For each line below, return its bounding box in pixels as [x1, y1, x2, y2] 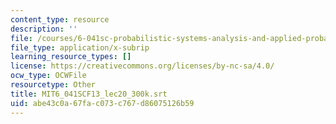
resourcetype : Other [10, 80, 97, 90]
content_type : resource [10, 14, 110, 25]
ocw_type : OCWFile [10, 71, 87, 81]
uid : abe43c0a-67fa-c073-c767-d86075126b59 [10, 98, 195, 108]
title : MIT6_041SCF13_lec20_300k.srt [10, 89, 168, 99]
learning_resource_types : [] [10, 52, 132, 62]
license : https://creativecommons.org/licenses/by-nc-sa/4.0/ [10, 61, 275, 71]
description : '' [10, 24, 78, 34]
